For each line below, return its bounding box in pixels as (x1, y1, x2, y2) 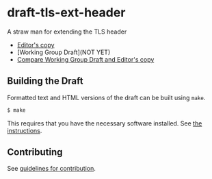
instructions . (7, 126, 42, 134)
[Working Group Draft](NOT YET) (16, 48, 111, 56)
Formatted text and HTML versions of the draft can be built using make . (7, 93, 206, 102)
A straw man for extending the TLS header (7, 27, 127, 36)
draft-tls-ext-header (7, 5, 126, 21)
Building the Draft (7, 75, 83, 87)
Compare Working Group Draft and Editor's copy (16, 55, 155, 63)
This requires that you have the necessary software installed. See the (7, 119, 202, 128)
